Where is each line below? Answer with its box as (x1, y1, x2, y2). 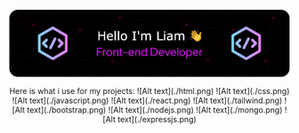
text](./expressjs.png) (117, 113, 198, 124)
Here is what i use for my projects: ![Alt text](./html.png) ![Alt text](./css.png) (9, 85, 290, 96)
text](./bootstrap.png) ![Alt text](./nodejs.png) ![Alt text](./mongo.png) (26, 104, 283, 115)
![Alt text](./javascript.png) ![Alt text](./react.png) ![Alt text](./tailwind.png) (12, 95, 283, 106)
